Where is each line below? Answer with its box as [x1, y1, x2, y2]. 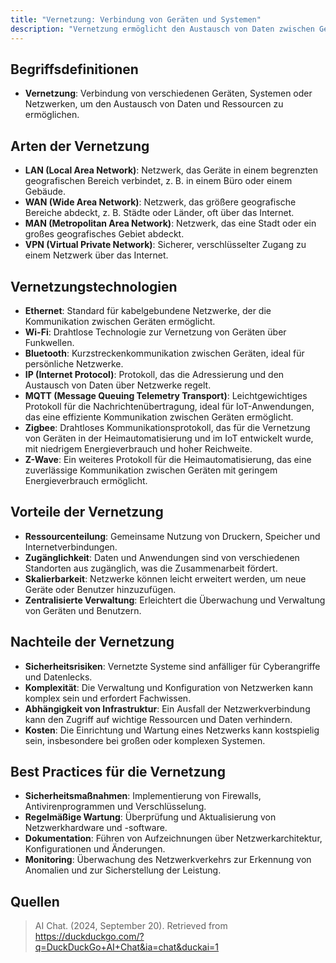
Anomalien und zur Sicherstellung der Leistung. [24, 864, 222, 876]
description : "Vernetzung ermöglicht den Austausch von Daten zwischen [10, 24, 315, 34]
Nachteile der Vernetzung [10, 634, 175, 651]
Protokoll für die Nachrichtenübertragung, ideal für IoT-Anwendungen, [24, 400, 315, 412]
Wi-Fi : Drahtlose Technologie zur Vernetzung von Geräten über [24, 326, 287, 338]
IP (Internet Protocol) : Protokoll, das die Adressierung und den [24, 368, 285, 380]
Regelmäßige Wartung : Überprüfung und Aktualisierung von [24, 811, 277, 823]
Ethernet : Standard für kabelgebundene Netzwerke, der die [24, 304, 272, 316]
